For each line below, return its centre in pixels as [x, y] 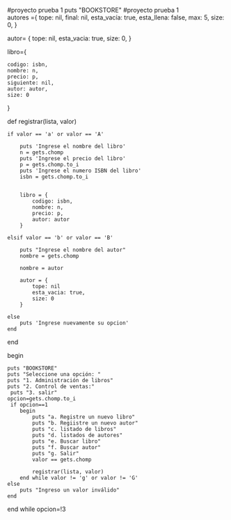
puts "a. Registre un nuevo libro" [84, 417]
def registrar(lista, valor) [42, 121]
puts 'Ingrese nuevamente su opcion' [74, 323]
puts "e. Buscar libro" [66, 441]
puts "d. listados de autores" [78, 435]
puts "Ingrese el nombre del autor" [73, 250]
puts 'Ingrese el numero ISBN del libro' [80, 171]
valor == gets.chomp [62, 459]
